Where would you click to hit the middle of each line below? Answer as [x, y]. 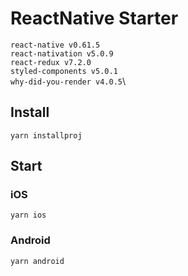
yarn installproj [46, 135]
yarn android [37, 261]
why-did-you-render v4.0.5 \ [68, 81]
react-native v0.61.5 [55, 45]
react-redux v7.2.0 [51, 62]
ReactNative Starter [94, 18]
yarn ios [28, 215]
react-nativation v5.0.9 [62, 53]
